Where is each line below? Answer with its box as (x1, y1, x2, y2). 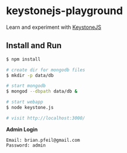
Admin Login (6, 125, 38, 133)
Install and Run (6, 41, 62, 51)
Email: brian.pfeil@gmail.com (6, 137, 81, 143)
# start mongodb (6, 83, 46, 89)
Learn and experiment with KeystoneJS (6, 24, 102, 31)
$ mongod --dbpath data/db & (6, 88, 78, 95)
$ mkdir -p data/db (6, 72, 54, 78)
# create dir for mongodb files (6, 66, 85, 73)
